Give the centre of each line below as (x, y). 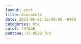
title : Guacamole (24, 15)
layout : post (19, 10)
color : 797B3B (20, 29)
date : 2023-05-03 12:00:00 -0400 (41, 19)
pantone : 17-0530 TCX (28, 33)
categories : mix (22, 24)
